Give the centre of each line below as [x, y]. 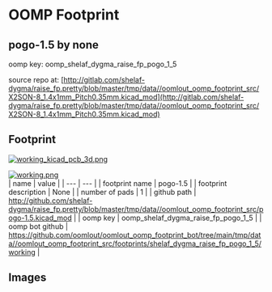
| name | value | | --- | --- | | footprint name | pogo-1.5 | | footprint [118, 183]
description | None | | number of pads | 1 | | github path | [102, 192]
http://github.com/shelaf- [51, 201]
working [22, 252]
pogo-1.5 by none [54, 45]
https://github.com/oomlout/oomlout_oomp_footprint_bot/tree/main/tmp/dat [135, 235]
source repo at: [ [36, 80]
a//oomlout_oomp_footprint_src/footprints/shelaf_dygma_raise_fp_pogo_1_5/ [135, 243]
